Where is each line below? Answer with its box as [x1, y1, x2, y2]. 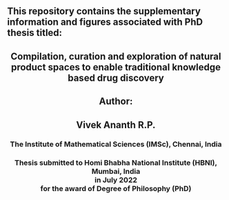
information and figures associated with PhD [7, 17, 203, 28]
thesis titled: [7, 27, 63, 39]
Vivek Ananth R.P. [76, 119, 156, 130]
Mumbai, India [91, 167, 141, 177]
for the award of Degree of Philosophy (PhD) [40, 184, 192, 194]
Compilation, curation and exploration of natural [10, 50, 221, 62]
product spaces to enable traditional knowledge [10, 61, 221, 73]
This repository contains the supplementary [7, 6, 201, 17]
